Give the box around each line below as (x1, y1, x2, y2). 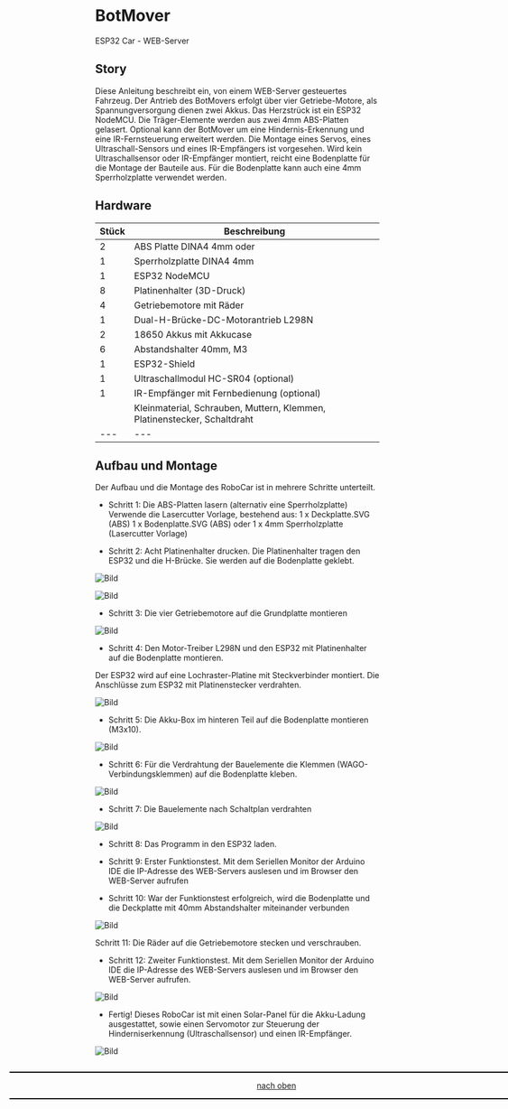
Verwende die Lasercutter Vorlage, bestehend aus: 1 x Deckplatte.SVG (107, 509, 370, 520)
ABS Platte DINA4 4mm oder (134, 240, 255, 253)
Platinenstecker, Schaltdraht (134, 413, 254, 425)
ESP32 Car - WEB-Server (95, 35, 189, 46)
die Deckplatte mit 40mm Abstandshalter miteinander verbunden (107, 902, 350, 913)
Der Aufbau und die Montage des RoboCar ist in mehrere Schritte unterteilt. (95, 482, 376, 493)
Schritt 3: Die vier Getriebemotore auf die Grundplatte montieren (107, 608, 347, 619)
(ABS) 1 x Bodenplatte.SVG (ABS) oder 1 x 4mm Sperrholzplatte (107, 518, 344, 529)
